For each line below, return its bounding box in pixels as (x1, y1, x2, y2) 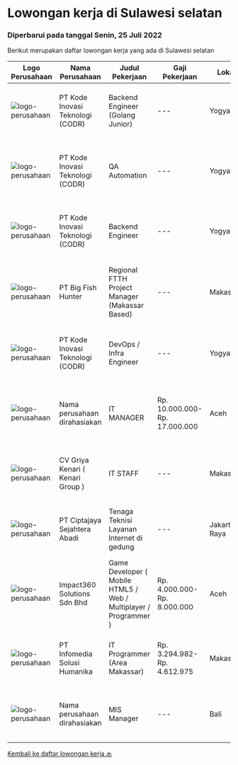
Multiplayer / (108, 602, 151, 612)
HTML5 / (108, 585, 138, 594)
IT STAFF (108, 468, 140, 478)
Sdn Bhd (59, 598, 88, 608)
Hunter (59, 292, 83, 301)
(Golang (108, 110, 136, 120)
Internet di (108, 533, 143, 543)
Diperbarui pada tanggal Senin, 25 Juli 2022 (7, 30, 163, 40)
